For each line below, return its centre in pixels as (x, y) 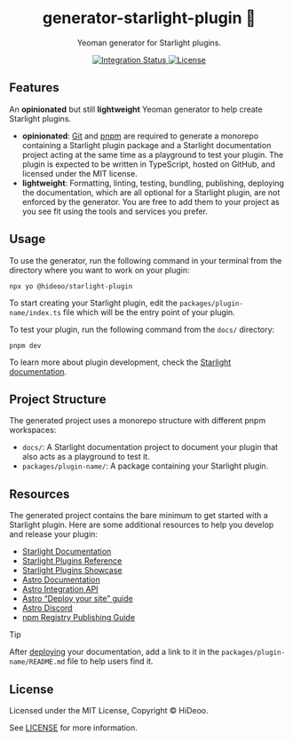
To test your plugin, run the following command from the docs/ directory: (142, 329)
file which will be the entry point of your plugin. (149, 312)
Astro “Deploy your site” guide (77, 599)
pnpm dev (25, 345)
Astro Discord (47, 608)
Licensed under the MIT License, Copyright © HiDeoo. (109, 710)
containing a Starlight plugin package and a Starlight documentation (146, 145)
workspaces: (33, 430)
